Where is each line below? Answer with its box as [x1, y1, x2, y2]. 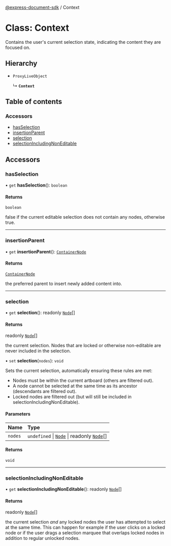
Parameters [5, 410, 31, 417]
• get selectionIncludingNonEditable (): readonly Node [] [5, 486, 122, 492]
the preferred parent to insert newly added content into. [5, 280, 122, 287]
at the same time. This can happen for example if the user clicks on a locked [5, 525, 165, 531]
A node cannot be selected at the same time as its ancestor [12, 383, 137, 389]
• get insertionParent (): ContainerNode [5, 248, 87, 254]
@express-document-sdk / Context [5, 5, 80, 10]
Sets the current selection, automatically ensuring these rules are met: [5, 368, 153, 374]
